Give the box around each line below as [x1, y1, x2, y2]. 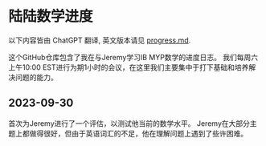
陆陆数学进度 [8, 7, 94, 26]
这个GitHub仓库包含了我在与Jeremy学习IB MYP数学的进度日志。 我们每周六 [8, 52, 259, 62]
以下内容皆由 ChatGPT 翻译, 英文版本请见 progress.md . [8, 35, 191, 45]
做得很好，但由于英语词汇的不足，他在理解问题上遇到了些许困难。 [29, 128, 248, 138]
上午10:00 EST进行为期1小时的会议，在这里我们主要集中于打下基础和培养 [8, 62, 249, 72]
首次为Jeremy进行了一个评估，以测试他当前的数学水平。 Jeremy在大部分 [8, 118, 251, 128]
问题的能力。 [14, 72, 58, 82]
